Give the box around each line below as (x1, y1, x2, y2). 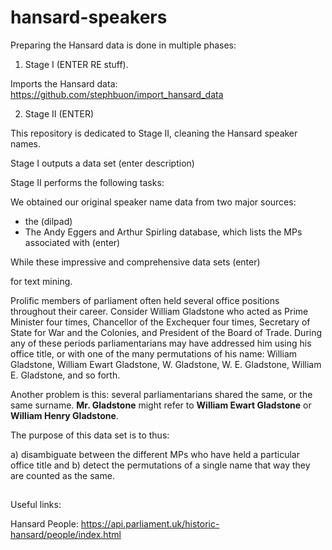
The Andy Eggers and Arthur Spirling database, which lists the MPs (24, 226, 303, 238)
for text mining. (10, 275, 73, 287)
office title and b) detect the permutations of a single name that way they (10, 459, 311, 471)
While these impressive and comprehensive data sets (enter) (10, 256, 261, 268)
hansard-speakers (10, 6, 168, 29)
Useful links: (10, 499, 62, 511)
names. (10, 137, 41, 150)
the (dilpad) (24, 215, 73, 227)
